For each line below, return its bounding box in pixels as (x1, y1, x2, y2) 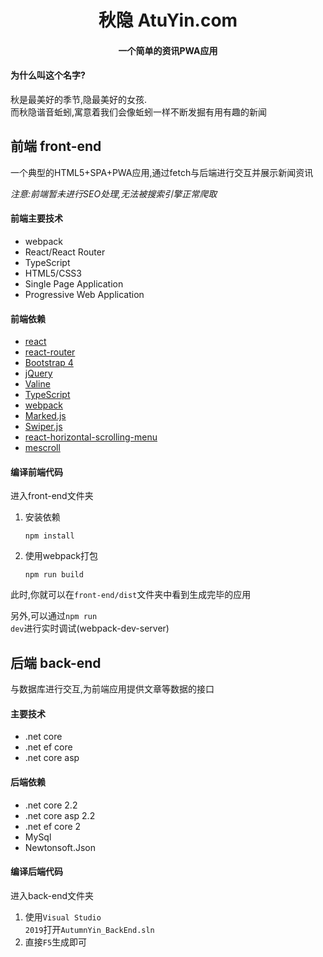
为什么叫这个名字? (10, 69, 86, 81)
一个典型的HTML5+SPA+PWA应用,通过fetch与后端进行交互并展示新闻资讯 (10, 166, 314, 178)
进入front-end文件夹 (10, 490, 94, 502)
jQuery (24, 367, 53, 380)
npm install (24, 531, 75, 541)
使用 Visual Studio (24, 911, 102, 923)
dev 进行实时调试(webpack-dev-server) (10, 622, 170, 635)
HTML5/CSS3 (24, 267, 82, 279)
